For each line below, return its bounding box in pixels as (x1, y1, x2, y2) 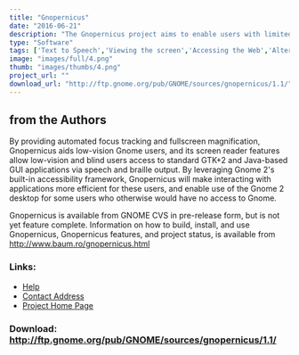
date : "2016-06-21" (9, 21, 82, 30)
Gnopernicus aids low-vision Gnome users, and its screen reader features (9, 145, 280, 156)
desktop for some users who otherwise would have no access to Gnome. (9, 193, 278, 203)
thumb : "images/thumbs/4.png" (9, 63, 122, 72)
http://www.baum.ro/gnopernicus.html (9, 238, 150, 250)
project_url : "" (9, 71, 69, 80)
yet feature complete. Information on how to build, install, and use (9, 219, 251, 230)
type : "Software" (9, 37, 74, 47)
